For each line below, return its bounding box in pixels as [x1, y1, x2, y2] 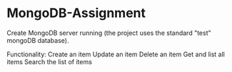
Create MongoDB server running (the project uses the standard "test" [6, 29, 211, 37]
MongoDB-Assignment [6, 5, 146, 21]
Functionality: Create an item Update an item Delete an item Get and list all [6, 50, 226, 58]
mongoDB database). [6, 36, 69, 44]
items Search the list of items [6, 57, 92, 66]
